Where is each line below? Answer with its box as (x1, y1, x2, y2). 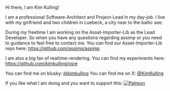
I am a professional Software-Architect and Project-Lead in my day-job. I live (5, 14, 165, 20)
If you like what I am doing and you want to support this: (5, 80, 123, 86)
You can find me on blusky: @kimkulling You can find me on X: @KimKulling (5, 70, 164, 76)
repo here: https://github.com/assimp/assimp (5, 45, 100, 51)
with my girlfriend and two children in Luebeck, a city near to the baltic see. (5, 20, 163, 25)
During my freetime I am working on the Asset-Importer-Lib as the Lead (5, 29, 155, 35)
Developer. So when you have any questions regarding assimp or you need (5, 35, 162, 40)
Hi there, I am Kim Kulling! (5, 5, 59, 10)
